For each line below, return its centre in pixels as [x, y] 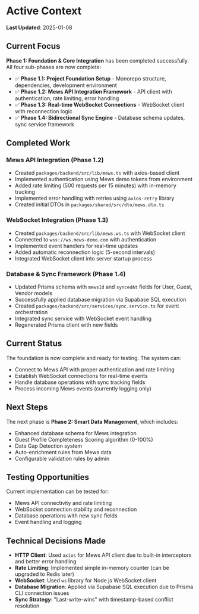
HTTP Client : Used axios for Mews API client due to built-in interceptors [103, 555]
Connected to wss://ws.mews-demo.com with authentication [86, 239]
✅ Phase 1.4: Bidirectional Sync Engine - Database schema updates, [100, 117]
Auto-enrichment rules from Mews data [63, 452]
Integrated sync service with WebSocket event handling [83, 319]
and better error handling [45, 562]
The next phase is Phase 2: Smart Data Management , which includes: [92, 421]
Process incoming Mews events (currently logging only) [83, 388]
